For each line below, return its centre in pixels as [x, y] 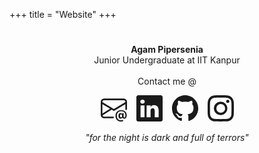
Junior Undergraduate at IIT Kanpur [167, 60]
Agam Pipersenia [167, 50]
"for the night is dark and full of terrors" [167, 138]
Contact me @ [167, 81]
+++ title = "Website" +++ [63, 14]
